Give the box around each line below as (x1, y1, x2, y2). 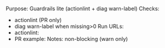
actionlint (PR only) (14, 17, 62, 23)
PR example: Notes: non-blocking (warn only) (14, 36, 128, 42)
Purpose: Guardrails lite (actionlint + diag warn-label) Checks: (5, 5, 160, 12)
